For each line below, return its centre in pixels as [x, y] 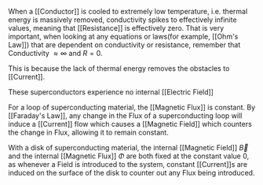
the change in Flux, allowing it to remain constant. [88, 132]
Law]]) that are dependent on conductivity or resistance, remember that [124, 45]
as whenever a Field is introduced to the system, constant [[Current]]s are [128, 164]
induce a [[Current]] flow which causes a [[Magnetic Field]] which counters [130, 124]
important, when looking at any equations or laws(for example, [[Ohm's [123, 36]
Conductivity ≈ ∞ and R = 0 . [56, 53]
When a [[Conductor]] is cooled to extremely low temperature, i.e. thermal [128, 11]
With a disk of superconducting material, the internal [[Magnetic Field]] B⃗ [128, 148]
